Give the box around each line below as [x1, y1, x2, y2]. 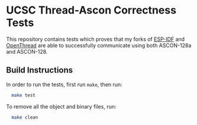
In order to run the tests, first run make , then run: [6, 81, 122, 88]
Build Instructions [6, 65, 73, 75]
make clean [11, 114, 38, 120]
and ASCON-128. [6, 48, 48, 55]
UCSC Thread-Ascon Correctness [6, 4, 176, 17]
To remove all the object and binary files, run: [6, 103, 117, 110]
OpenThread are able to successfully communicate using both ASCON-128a [6, 42, 192, 49]
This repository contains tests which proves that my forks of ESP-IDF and [6, 35, 185, 42]
